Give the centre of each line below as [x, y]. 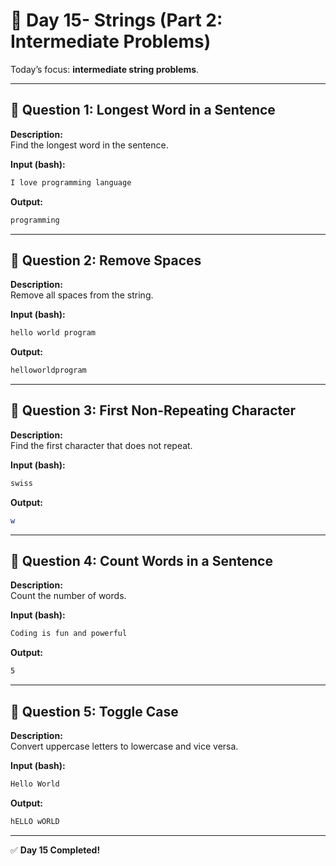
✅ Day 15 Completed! [55, 850]
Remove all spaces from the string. [82, 295]
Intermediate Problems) [111, 41]
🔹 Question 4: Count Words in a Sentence [141, 561]
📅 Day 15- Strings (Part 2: [116, 20]
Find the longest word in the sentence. [89, 145]
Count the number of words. [68, 596]
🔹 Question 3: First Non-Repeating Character [153, 410]
